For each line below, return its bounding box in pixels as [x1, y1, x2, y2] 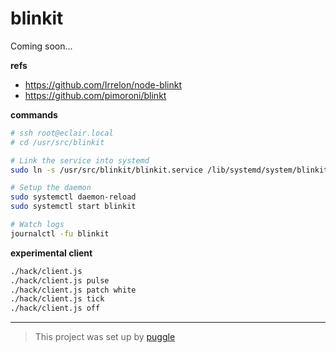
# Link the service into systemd [10, 155, 150, 166]
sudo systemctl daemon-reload [10, 192, 137, 202]
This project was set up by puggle [34, 331, 176, 343]
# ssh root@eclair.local [10, 128, 114, 138]
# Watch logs [10, 220, 65, 230]
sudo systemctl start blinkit [10, 202, 137, 212]
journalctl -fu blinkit [10, 228, 110, 239]
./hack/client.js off [10, 303, 101, 314]
